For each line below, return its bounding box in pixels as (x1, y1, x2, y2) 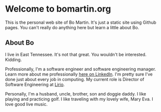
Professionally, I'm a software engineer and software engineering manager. (5, 66, 156, 72)
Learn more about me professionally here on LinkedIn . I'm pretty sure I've (5, 71, 153, 77)
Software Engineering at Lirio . (5, 81, 65, 87)
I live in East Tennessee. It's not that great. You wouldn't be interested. (5, 51, 147, 57)
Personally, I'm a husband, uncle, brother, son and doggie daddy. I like (5, 91, 146, 96)
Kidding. (5, 57, 22, 63)
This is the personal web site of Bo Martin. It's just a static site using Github (5, 19, 157, 25)
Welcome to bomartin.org (5, 3, 111, 15)
